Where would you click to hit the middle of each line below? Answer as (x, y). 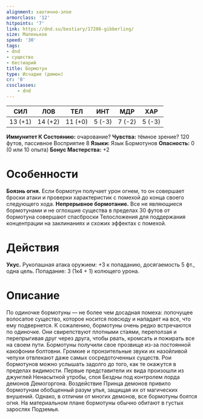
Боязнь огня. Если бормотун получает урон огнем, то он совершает (95, 191)
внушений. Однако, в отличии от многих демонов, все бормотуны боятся (102, 396)
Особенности (42, 174)
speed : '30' (21, 40)
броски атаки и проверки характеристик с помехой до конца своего (95, 197)
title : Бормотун (27, 68)
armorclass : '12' (28, 18)
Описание (33, 295)
